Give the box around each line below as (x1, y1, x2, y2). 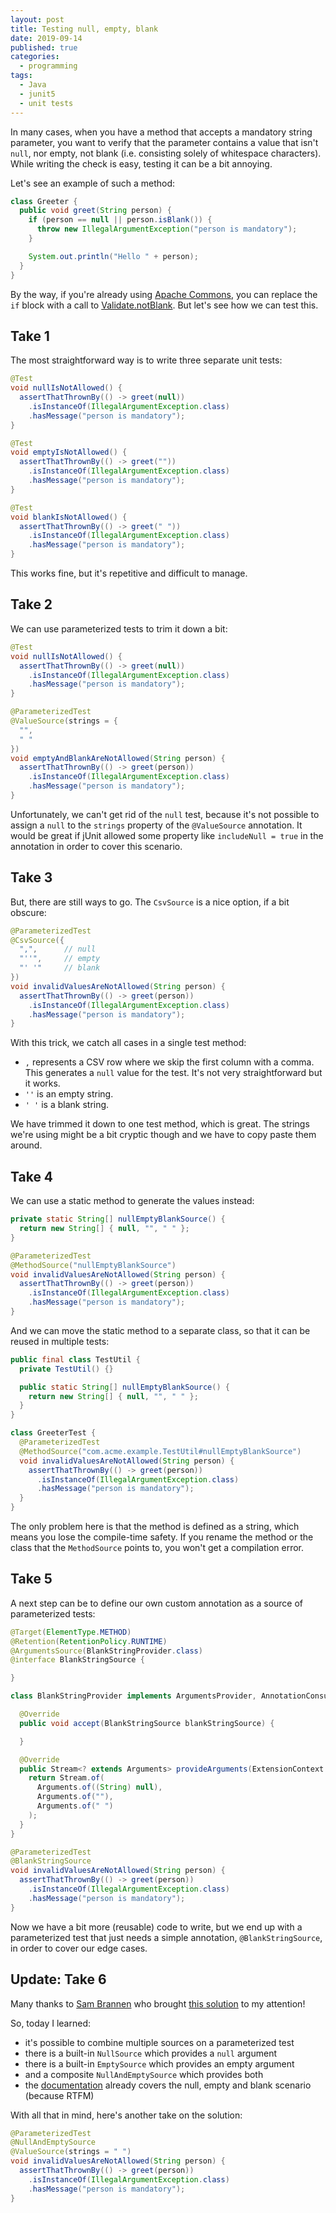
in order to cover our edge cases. (10, 1942, 148, 1954)
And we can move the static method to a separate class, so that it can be (10, 1324, 311, 1336)
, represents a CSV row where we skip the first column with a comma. (24, 1056, 315, 1068)
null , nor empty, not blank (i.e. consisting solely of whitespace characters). (10, 147, 322, 159)
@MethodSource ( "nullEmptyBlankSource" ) (10, 1260, 177, 1270)
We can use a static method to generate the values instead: (10, 1195, 255, 1207)
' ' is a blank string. (24, 1099, 110, 1111)
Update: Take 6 (10, 1971, 107, 1988)
